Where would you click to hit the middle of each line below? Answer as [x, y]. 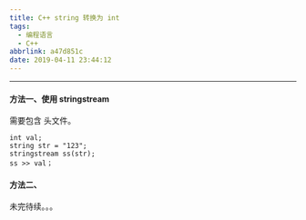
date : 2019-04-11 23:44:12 [61, 60]
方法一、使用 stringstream [60, 99]
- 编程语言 [36, 35]
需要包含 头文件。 [42, 121]
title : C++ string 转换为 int [65, 18]
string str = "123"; [49, 146]
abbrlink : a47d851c [46, 52]
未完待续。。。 [33, 206]
